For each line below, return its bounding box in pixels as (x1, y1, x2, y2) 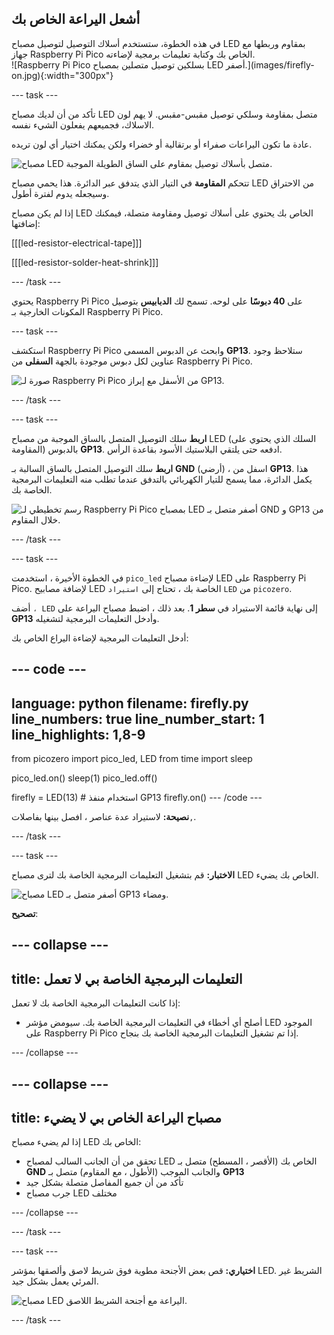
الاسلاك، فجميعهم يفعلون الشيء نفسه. (11, 118, 155, 131)
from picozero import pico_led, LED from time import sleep (11, 753, 253, 765)
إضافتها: (11, 217, 41, 229)
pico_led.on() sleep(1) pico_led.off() (11, 772, 158, 784)
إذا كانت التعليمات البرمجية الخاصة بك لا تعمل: (11, 997, 181, 1009)
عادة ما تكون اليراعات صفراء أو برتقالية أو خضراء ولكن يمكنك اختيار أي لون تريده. (11, 138, 313, 150)
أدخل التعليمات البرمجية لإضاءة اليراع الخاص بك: (11, 632, 189, 644)
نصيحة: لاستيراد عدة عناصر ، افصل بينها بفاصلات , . (11, 811, 197, 823)
